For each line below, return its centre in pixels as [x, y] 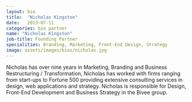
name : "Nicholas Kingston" [39, 34]
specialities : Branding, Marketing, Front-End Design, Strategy [87, 45]
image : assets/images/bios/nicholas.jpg [57, 50]
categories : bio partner [37, 28]
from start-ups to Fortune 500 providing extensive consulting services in [95, 79]
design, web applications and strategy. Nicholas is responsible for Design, [96, 86]
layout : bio [21, 12]
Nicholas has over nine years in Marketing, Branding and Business [87, 67]
